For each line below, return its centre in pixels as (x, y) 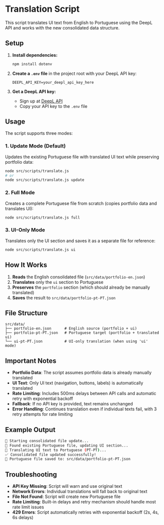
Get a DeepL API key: (34, 91)
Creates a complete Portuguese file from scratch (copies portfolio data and (81, 203)
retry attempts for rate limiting (42, 414)
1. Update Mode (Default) (36, 146)
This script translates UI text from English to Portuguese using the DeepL (79, 23)
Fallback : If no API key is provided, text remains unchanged (73, 404)
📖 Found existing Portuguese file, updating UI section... (67, 445)
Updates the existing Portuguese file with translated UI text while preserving (82, 157)
